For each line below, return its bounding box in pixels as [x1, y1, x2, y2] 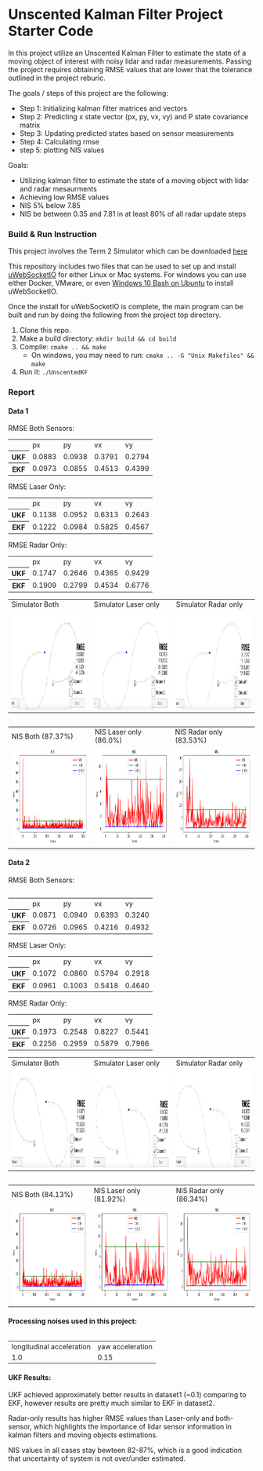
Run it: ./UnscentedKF [19, 367, 88, 377]
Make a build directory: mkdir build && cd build [19, 334, 177, 343]
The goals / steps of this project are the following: [8, 88, 168, 97]
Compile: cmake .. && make [19, 342, 107, 352]
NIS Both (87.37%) [11, 732, 74, 741]
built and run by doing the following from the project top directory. [8, 310, 222, 319]
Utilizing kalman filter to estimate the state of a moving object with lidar [19, 175, 249, 185]
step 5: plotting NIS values [19, 145, 105, 155]
